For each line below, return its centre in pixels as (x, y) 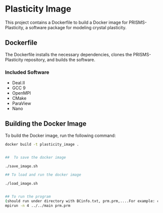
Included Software (27, 72)
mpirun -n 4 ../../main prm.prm (38, 205)
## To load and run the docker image (43, 175)
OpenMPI (21, 93)
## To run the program (28, 197)
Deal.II (18, 83)
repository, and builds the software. (60, 60)
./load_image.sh (21, 184)
